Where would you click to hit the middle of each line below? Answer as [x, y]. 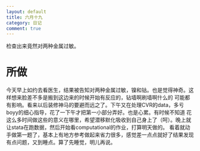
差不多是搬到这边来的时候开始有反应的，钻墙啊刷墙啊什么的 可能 [106, 98]
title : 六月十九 [24, 17]
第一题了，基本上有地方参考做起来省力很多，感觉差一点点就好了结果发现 [105, 135]
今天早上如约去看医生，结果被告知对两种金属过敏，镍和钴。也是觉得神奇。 [97, 90]
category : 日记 [24, 23]
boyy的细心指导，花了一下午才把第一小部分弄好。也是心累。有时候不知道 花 [99, 113]
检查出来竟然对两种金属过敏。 [43, 46]
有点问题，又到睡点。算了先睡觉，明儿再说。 [61, 142]
